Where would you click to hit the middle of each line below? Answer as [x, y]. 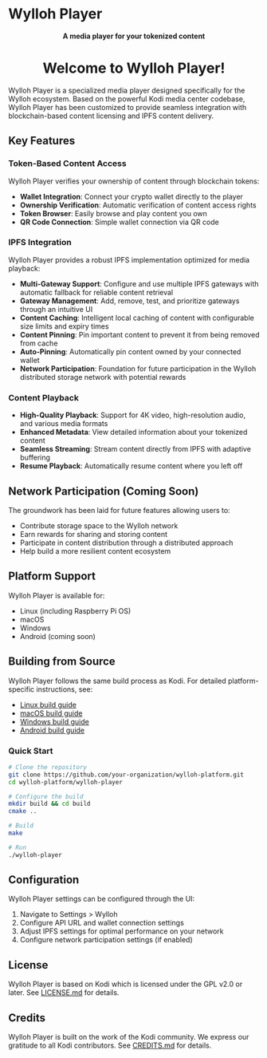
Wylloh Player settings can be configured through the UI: [102, 899]
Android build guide [52, 730]
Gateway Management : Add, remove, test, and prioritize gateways [130, 301]
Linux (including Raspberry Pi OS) [75, 610]
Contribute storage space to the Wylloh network [99, 525]
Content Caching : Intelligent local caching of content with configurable [137, 318]
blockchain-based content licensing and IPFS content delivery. [111, 116]
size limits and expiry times [64, 326]
